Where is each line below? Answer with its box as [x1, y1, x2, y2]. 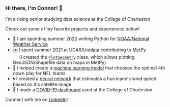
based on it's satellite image [12, 81, 72, 88]
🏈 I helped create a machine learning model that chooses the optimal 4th [12, 65, 165, 71]
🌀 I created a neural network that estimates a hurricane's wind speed [12, 76, 157, 82]
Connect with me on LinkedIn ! [5, 96, 68, 103]
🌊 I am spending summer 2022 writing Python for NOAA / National [12, 35, 149, 42]
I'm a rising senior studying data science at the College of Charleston [5, 16, 151, 22]
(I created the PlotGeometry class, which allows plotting [19, 54, 135, 60]
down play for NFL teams [12, 70, 66, 77]
